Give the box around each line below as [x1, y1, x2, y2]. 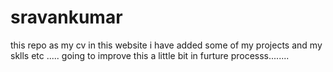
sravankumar [10, 6, 123, 29]
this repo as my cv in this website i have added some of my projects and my [10, 39, 323, 51]
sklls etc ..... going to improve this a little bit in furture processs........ [10, 49, 290, 61]
